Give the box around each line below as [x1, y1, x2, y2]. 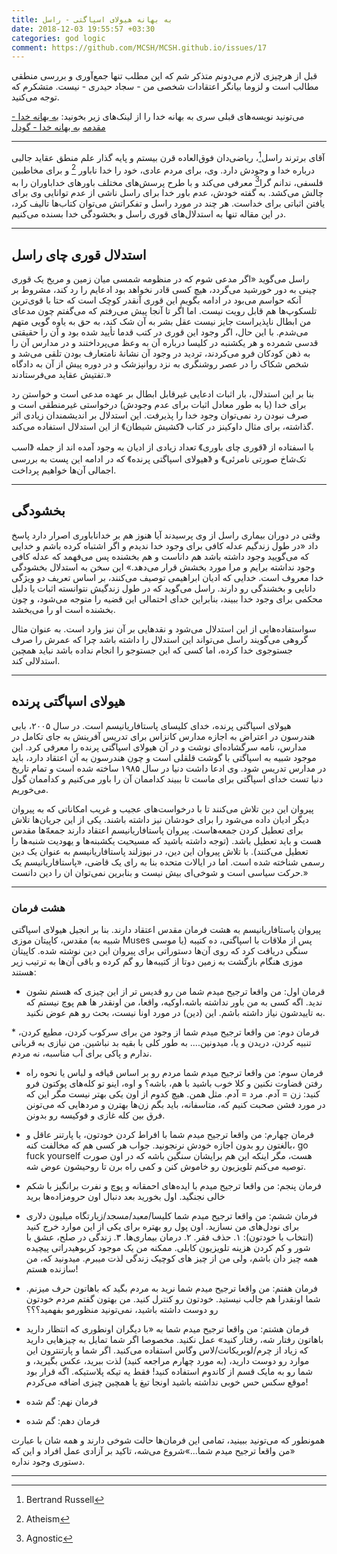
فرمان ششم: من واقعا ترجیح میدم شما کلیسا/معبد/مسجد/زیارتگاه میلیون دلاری [25, 1209, 318, 1221]
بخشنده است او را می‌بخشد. [11, 603, 116, 615]
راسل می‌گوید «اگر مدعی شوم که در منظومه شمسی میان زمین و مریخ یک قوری [11, 273, 310, 285]
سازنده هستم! [25, 1262, 79, 1275]
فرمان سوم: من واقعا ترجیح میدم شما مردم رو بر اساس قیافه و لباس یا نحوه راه [25, 1066, 324, 1078]
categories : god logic [11, 33, 106, 43]
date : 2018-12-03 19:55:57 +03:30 [11, 24, 156, 34]
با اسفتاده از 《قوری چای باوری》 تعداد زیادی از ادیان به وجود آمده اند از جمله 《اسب [11, 441, 314, 453]
